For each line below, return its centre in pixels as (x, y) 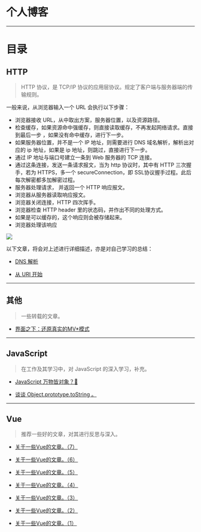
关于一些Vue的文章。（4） (46, 485)
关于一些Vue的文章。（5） (46, 472)
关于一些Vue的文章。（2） (46, 510)
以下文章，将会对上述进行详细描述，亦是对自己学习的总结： (80, 249)
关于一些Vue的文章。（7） (46, 447)
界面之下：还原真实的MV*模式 (52, 329)
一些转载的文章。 (42, 316)
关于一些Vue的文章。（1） (46, 523)
